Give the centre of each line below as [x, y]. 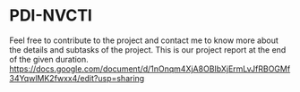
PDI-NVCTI [51, 16]
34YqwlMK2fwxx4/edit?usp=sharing [77, 78]
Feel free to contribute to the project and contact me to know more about [144, 40]
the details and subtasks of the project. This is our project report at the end [148, 49]
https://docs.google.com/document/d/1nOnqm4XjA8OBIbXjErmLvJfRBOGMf [150, 69]
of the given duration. [49, 59]
